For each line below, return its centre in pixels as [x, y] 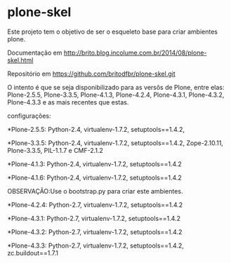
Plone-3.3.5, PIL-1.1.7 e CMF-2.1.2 [55, 150]
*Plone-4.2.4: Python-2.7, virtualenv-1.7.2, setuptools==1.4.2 [95, 205]
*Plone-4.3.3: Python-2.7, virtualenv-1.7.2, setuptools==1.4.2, [96, 245]
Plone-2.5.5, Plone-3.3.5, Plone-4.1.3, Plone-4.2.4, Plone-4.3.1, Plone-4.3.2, [116, 95]
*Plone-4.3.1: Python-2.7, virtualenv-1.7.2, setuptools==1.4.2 [94, 218]
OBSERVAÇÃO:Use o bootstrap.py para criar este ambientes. [95, 191]
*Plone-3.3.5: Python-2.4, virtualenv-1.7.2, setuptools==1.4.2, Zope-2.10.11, [115, 143]
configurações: [29, 116]
